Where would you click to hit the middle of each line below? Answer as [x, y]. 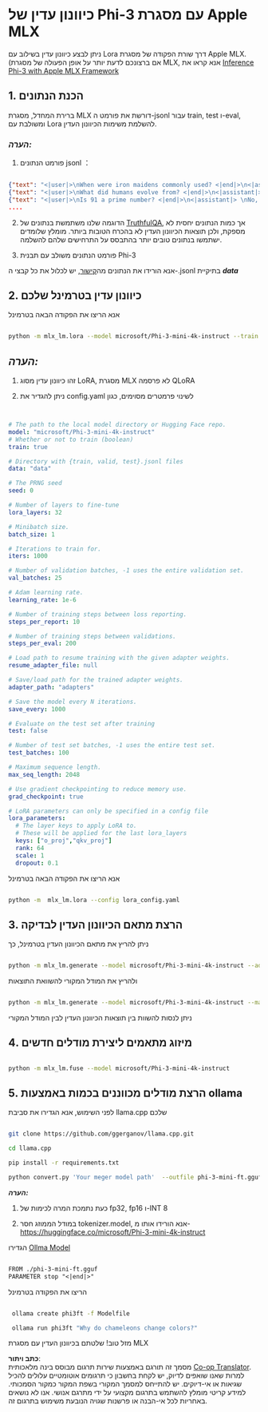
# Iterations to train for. [55, 549]
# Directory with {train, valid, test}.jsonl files [96, 461]
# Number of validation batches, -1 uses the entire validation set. [126, 571]
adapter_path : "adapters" [51, 687]
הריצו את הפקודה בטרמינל [48, 1291]
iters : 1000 [28, 556]
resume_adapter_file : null [53, 666]
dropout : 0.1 [37, 863]
